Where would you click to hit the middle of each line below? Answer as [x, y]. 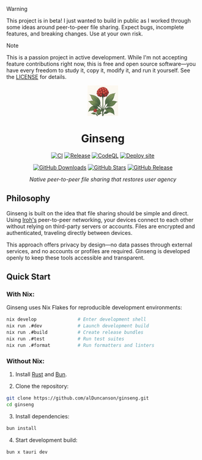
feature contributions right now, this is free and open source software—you [101, 64]
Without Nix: [25, 361]
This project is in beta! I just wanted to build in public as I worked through [99, 20]
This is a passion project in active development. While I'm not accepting [97, 57]
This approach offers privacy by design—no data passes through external [99, 245]
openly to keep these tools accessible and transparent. [76, 258]
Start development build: [46, 440]
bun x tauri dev [27, 452]
